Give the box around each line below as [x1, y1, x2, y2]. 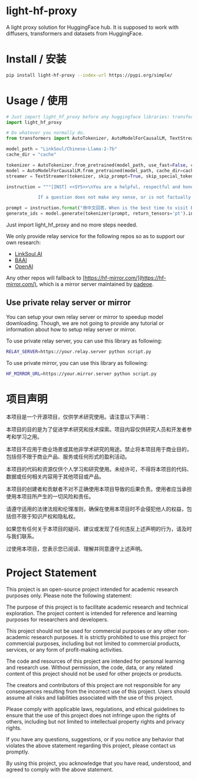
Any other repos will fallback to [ [6, 274, 85, 281]
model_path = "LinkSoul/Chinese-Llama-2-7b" [6, 146, 117, 152]
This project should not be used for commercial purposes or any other [6, 627, 177, 635]
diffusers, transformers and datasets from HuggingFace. [6, 29, 143, 37]
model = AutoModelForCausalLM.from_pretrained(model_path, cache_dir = [6, 167, 183, 173]
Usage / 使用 [6, 94, 68, 107]
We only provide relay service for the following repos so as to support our [6, 233, 185, 240]
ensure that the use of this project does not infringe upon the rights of [6, 712, 176, 719]
